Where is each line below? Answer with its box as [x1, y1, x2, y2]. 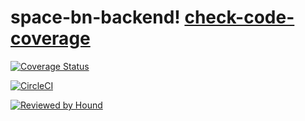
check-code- [184, 6, 295, 29]
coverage [10, 27, 91, 50]
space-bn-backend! [10, 6, 181, 29]
